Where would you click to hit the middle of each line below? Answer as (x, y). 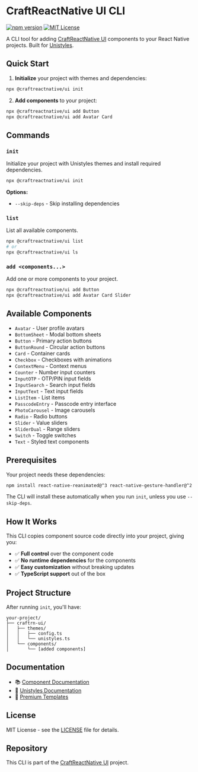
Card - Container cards (42, 353)
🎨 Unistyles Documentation (48, 690)
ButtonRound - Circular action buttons (60, 347)
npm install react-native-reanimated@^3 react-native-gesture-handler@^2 (99, 485)
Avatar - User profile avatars (49, 328)
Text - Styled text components (52, 441)
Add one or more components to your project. (62, 279)
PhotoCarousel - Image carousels (55, 410)
